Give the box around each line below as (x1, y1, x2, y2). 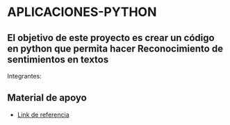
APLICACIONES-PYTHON (7, 4, 157, 20)
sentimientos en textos (7, 53, 109, 65)
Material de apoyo (7, 92, 87, 104)
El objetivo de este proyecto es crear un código (7, 32, 215, 44)
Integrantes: (7, 72, 42, 80)
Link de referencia (17, 110, 69, 119)
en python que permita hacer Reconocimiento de (7, 42, 224, 54)
